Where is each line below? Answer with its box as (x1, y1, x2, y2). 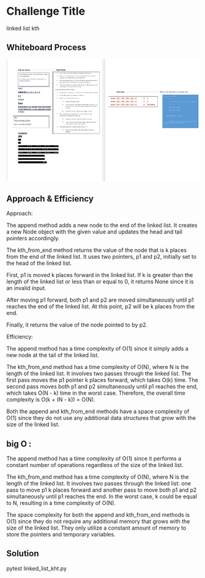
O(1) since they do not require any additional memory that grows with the (6, 518, 190, 525)
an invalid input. (6, 284, 47, 292)
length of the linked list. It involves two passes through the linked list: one (6, 480, 192, 487)
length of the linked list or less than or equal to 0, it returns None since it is (6, 278, 194, 286)
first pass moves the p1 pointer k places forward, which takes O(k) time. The (6, 376, 199, 384)
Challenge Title (6, 4, 86, 18)
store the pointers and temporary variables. (6, 531, 116, 538)
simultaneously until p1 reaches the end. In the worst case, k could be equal (6, 493, 198, 500)
